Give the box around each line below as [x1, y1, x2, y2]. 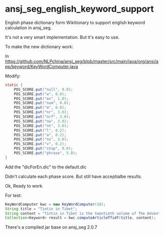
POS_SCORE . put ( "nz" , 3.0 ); [14, 137, 69, 142]
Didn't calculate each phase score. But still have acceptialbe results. [5, 173, 143, 179]
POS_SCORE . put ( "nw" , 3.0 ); [14, 119, 69, 124]
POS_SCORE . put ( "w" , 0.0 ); [14, 91, 67, 96]
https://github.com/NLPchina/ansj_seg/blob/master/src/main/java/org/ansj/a [5, 58, 159, 64]
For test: [5, 192, 22, 198]
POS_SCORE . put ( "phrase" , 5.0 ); [14, 150, 78, 156]
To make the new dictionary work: [5, 43, 73, 49]
